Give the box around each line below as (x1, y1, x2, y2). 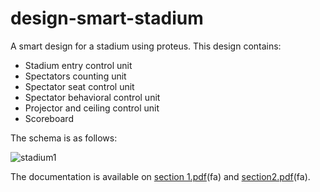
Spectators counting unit (24, 70, 127, 82)
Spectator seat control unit (24, 80, 135, 92)
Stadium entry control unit (24, 59, 133, 71)
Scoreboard (24, 112, 74, 124)
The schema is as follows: (10, 132, 118, 144)
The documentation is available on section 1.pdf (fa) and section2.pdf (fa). (10, 170, 311, 182)
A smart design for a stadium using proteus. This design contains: (10, 40, 282, 52)
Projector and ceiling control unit (24, 102, 160, 114)
